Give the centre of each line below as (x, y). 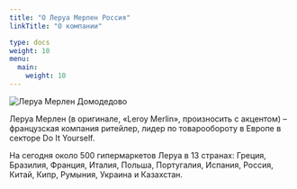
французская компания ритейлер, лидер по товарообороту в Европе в (145, 128)
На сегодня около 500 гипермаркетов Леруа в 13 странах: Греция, (138, 155)
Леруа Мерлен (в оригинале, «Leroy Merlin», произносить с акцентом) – (148, 119)
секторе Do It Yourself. (52, 138)
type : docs (30, 42)
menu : (19, 59)
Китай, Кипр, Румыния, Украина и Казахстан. (96, 174)
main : (28, 67)
